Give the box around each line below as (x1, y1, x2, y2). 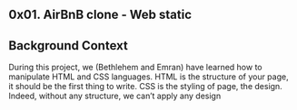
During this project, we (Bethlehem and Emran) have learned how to (8, 62, 262, 73)
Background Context (8, 38, 128, 53)
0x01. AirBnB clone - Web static (8, 7, 193, 23)
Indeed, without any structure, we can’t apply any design (8, 90, 222, 102)
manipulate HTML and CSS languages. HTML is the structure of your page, (8, 71, 289, 82)
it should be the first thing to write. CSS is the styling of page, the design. (8, 81, 282, 92)
